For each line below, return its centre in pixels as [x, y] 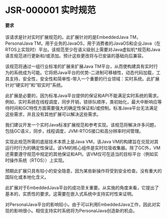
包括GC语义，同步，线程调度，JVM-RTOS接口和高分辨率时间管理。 [74, 131]
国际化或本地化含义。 [27, 177]
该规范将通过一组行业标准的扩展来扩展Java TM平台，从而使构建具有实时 [79, 66]
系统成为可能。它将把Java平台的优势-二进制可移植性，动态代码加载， [85, 73]
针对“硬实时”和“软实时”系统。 [35, 85]
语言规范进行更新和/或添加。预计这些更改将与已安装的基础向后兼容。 [76, 56]
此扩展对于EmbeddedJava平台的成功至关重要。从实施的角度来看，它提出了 [82, 188]
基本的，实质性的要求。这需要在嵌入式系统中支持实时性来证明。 [70, 194]
